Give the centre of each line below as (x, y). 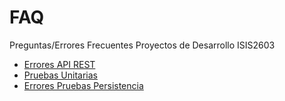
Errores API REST (59, 64)
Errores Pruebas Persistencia (83, 85)
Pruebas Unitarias (60, 75)
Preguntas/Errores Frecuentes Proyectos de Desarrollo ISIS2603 (142, 45)
